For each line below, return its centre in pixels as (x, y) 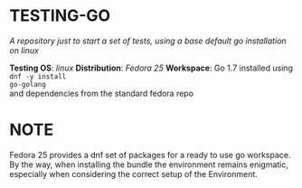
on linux (24, 50)
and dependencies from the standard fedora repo (102, 93)
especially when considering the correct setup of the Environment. (133, 174)
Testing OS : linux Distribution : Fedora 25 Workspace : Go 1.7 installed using (151, 68)
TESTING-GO (60, 16)
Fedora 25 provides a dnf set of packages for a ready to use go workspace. (150, 155)
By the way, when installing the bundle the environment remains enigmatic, (149, 164)
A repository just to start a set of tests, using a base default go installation (148, 41)
